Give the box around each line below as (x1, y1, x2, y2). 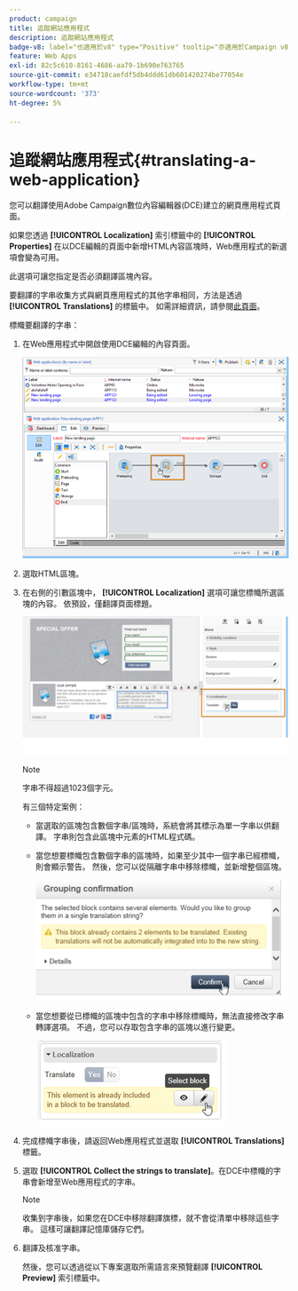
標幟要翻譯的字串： (9, 320, 80, 330)
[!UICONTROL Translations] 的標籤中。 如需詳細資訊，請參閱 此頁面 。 (9, 301, 265, 312)
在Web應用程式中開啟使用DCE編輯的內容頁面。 (21, 338, 195, 350)
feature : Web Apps (9, 51, 77, 61)
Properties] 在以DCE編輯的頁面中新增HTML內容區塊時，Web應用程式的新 (9, 241, 280, 252)
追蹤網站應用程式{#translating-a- (9, 150, 257, 170)
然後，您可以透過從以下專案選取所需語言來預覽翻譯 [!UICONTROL (21, 1261, 263, 1271)
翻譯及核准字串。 (21, 1242, 85, 1253)
